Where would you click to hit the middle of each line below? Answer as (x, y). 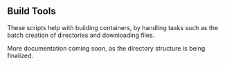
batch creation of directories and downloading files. (81, 35)
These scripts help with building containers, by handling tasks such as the (113, 27)
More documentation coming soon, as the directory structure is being (106, 48)
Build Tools (32, 11)
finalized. (20, 55)
